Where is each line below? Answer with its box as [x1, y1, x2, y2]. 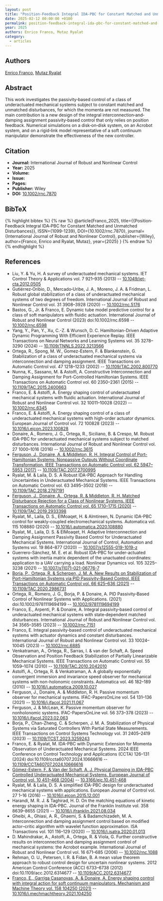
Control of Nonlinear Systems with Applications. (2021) [12, 596, 122, 602]
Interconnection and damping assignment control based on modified [12, 818, 149, 824]
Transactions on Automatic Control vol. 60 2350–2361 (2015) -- [12, 379, 139, 385]
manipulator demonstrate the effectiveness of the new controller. [5, 133, 135, 139]
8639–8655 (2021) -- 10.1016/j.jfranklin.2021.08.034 [12, 808, 115, 813]
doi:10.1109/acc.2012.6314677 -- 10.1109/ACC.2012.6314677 [12, 870, 132, 876]
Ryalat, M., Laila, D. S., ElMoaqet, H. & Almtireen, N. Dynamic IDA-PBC [12, 513, 152, 519]
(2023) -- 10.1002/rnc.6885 [26, 642, 81, 648]
